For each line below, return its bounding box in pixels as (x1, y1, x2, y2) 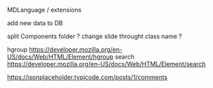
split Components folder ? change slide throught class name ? (7, 32, 182, 40)
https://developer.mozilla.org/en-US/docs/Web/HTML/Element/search (7, 60, 206, 68)
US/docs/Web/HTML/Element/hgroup (7, 53, 114, 61)
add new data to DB (7, 19, 63, 27)
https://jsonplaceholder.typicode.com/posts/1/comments (7, 73, 168, 81)
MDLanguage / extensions (7, 6, 82, 14)
